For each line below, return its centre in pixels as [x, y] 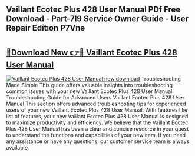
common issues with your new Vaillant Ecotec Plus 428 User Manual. [90, 91]
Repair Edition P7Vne [46, 28]
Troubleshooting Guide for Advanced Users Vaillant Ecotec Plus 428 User [95, 97]
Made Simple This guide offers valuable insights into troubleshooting [89, 85]
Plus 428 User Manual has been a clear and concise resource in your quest [97, 129]
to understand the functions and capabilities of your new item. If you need [96, 135]
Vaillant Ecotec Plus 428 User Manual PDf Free [93, 10]
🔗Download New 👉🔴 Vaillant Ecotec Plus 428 [92, 52]
